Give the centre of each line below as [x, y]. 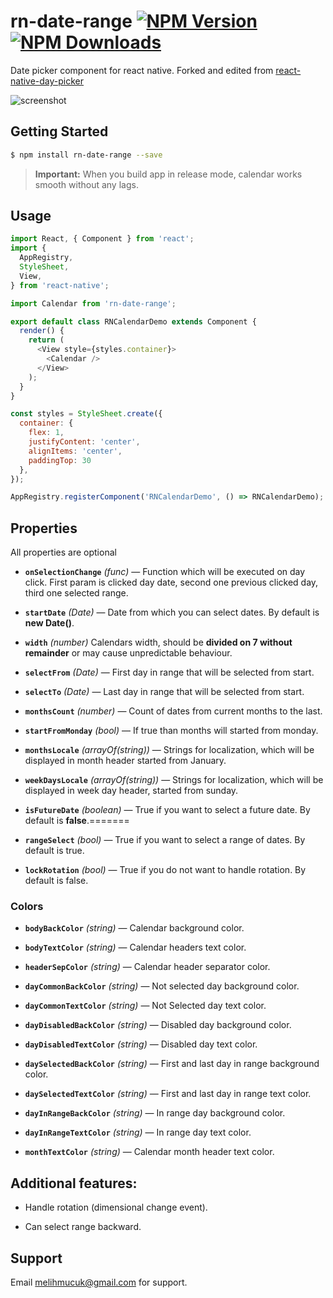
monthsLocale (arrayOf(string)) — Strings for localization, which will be [169, 750]
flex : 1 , [46, 433]
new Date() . [49, 623]
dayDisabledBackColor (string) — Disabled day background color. [158, 1025]
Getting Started [59, 131]
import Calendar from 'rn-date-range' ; [93, 303]
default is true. [54, 851]
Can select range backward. [83, 1227]
